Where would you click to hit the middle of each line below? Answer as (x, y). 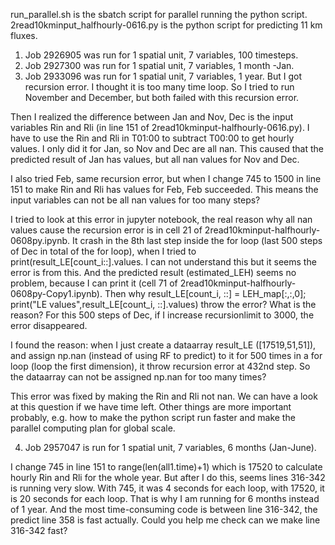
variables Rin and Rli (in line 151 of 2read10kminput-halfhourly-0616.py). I (160, 127)
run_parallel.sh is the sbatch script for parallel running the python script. (159, 14)
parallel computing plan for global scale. (93, 428)
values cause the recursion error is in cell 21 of (106, 230)
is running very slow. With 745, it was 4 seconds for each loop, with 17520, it (167, 488)
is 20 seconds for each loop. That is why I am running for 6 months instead (165, 498)
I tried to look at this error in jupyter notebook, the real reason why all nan (161, 219)
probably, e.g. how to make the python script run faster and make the (153, 417)
